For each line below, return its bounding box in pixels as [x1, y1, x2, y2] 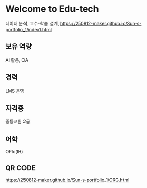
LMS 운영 [5, 88, 24, 94]
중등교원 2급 [5, 118, 30, 125]
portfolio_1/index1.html [5, 26, 52, 32]
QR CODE [5, 164, 36, 172]
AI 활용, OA [5, 57, 28, 63]
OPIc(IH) [5, 149, 23, 155]
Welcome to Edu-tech [5, 3, 99, 15]
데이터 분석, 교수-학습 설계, [5, 20, 59, 26]
